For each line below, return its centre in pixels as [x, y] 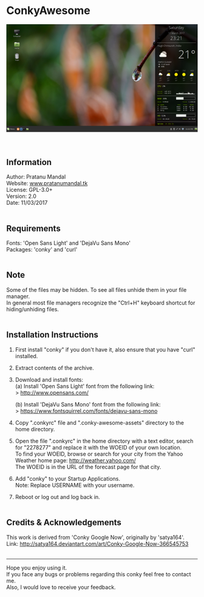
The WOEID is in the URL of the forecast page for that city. [88, 467]
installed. [26, 356]
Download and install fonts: [49, 380]
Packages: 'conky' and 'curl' [42, 250]
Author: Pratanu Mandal [36, 177]
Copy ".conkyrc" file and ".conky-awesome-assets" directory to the [99, 422]
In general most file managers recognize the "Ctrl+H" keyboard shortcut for [101, 303]
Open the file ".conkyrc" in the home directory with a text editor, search [104, 441]
